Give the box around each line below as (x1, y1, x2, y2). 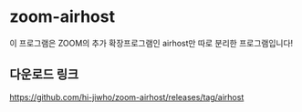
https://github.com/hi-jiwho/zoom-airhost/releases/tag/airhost (9, 91, 245, 102)
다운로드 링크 (9, 66, 79, 83)
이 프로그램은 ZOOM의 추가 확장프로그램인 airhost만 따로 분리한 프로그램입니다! (9, 37, 294, 48)
